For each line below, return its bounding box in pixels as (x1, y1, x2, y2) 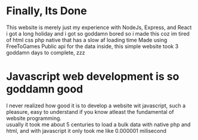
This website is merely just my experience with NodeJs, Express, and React (6, 24, 192, 31)
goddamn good (6, 82, 83, 96)
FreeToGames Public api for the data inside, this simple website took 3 (6, 43, 179, 50)
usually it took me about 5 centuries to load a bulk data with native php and (6, 120, 191, 128)
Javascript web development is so (6, 70, 180, 84)
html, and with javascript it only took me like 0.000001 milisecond (6, 127, 167, 134)
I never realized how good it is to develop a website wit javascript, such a (6, 102, 186, 109)
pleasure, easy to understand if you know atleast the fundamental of (6, 108, 174, 115)
